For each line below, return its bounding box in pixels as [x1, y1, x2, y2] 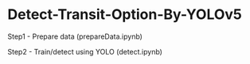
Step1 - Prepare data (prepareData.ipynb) [7, 32, 143, 41]
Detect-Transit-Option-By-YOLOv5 [7, 6, 242, 24]
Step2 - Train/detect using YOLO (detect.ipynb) [7, 47, 162, 56]
